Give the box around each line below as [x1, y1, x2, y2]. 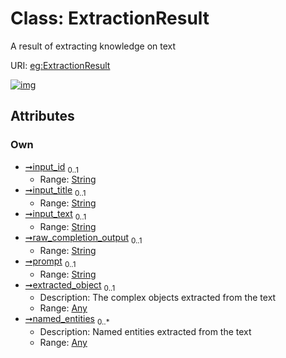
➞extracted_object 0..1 [24, 278, 116, 293]
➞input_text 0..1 [24, 208, 87, 222]
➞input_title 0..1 [24, 184, 87, 199]
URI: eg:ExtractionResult [10, 59, 111, 71]
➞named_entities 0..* [24, 313, 110, 327]
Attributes [10, 108, 75, 125]
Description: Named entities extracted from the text [39, 326, 252, 338]
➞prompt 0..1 [24, 255, 77, 269]
